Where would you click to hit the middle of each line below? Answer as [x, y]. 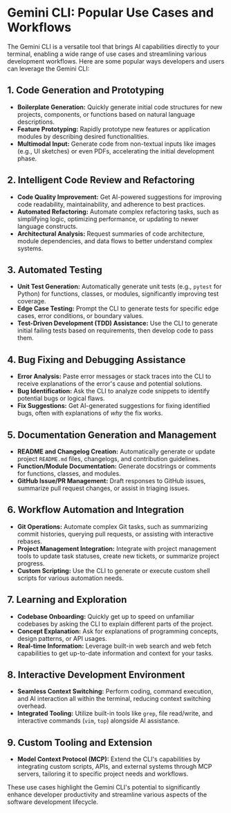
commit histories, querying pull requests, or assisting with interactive [115, 534]
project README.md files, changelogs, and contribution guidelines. [109, 459]
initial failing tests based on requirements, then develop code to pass [115, 330]
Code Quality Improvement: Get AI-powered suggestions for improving [119, 197]
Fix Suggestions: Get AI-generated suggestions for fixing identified [113, 406]
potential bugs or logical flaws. [61, 398]
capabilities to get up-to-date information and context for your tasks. [115, 653]
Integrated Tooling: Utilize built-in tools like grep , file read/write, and [115, 713]
